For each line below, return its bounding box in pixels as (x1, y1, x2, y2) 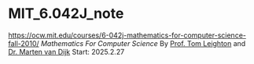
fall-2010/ (8, 38, 39, 48)
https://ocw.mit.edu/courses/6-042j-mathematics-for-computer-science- (8, 30, 246, 40)
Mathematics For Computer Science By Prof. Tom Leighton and (40, 38, 246, 48)
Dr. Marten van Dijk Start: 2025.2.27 (8, 47, 125, 56)
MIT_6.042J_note (8, 5, 124, 23)
